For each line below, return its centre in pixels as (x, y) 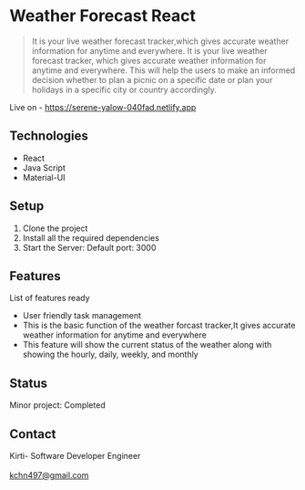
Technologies (49, 136)
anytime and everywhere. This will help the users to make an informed (163, 70)
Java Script (44, 167)
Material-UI (44, 177)
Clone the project (55, 228)
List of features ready (50, 298)
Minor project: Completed (58, 405)
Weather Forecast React (103, 16)
